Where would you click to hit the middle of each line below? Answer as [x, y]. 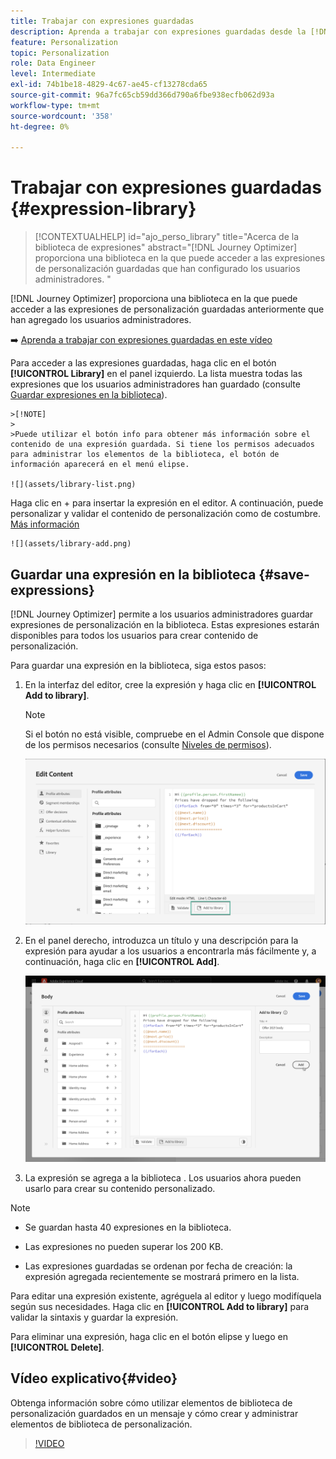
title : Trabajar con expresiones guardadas [102, 21]
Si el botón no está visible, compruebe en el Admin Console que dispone [174, 734]
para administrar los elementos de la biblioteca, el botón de [145, 455]
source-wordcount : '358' [62, 116]
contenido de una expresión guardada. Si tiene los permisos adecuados [162, 445]
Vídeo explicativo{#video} [94, 1378]
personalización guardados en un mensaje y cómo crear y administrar [154, 1413]
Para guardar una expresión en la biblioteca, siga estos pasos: [138, 665]
